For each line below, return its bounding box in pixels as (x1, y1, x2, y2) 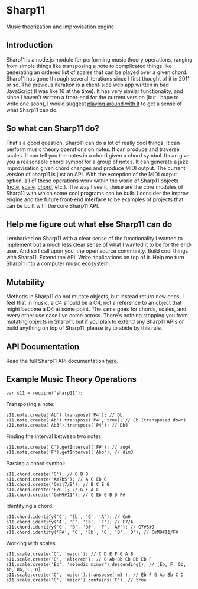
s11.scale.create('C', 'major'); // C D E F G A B (6, 551, 134, 557)
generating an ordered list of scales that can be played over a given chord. (6, 69, 188, 76)
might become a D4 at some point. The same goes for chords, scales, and (6, 305, 187, 313)
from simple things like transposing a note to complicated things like (6, 62, 173, 69)
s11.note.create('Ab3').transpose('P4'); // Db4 (6, 422, 128, 428)
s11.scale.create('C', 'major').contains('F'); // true (6, 577, 147, 583)
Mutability (6, 277, 45, 287)
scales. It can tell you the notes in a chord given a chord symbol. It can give (6, 152, 190, 159)
